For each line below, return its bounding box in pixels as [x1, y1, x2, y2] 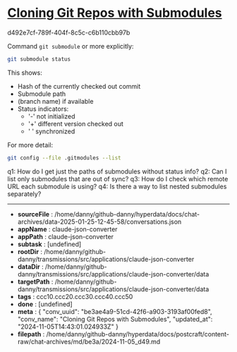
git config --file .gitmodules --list [7, 154, 121, 162]
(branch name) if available [17, 97, 94, 105]
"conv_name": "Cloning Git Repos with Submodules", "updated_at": [17, 315, 213, 323]
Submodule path [17, 90, 66, 98]
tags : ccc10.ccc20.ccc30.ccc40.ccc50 [17, 292, 133, 301]
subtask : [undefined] [17, 240, 82, 248]
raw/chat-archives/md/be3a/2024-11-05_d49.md [17, 337, 161, 346]
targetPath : [17, 277, 54, 286]
